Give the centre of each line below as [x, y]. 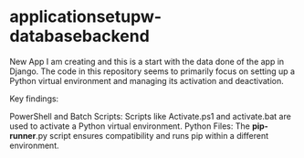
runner [23, 135]
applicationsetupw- [86, 17]
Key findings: [34, 99]
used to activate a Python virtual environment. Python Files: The [130, 126]
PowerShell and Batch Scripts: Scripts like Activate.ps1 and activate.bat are [151, 116]
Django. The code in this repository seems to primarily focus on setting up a [152, 71]
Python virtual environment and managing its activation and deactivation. [147, 80]
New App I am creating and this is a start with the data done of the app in [147, 61]
